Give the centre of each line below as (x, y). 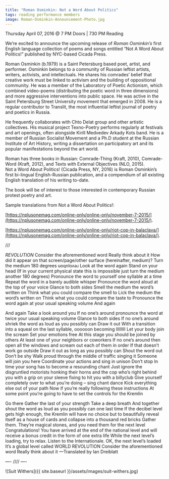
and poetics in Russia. (28, 112)
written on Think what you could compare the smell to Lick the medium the (83, 293)
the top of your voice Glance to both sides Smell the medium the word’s (79, 287)
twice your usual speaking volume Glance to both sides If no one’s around (82, 318)
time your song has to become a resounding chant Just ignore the (74, 367)
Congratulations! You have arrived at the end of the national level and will (81, 430)
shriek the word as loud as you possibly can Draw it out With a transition (80, 324)
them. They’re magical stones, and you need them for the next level (75, 425)
